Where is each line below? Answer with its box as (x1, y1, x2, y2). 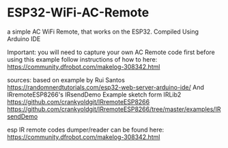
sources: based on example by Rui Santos (7, 75, 125, 84)
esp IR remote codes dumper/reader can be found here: (7, 125, 165, 134)
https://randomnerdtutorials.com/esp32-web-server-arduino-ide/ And (7, 83, 205, 91)
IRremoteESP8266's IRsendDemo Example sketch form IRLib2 (7, 90, 182, 99)
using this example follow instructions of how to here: (7, 55, 158, 63)
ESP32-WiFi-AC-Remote (7, 5, 149, 21)
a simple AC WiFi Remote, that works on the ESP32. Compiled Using (7, 27, 199, 36)
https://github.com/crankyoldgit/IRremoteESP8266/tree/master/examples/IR (7, 105, 221, 113)
